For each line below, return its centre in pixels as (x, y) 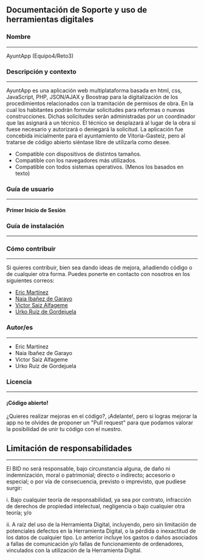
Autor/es (20, 328)
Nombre (19, 37)
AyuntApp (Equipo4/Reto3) (40, 56)
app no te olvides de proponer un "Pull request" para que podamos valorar (100, 423)
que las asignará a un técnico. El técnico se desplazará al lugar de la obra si (101, 123)
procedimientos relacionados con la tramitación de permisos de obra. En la (100, 103)
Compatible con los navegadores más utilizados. (76, 160)
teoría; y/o (19, 513)
